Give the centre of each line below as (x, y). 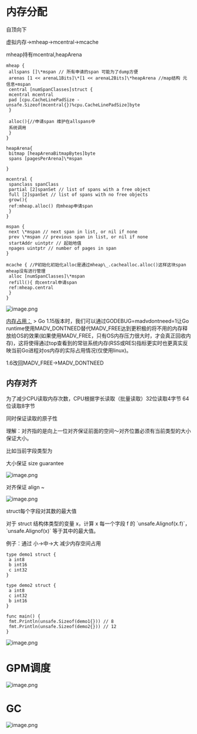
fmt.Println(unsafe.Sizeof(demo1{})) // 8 (61, 621)
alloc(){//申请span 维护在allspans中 (52, 121)
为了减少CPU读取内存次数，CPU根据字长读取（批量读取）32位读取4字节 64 (98, 398)
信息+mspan (18, 84)
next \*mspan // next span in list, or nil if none (73, 232)
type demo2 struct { (31, 585)
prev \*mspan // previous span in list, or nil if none (78, 237)
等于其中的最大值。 (76, 531)
